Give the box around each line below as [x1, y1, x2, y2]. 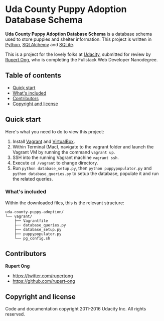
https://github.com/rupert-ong [12, 278, 75, 284]
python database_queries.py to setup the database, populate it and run [12, 170, 159, 177]
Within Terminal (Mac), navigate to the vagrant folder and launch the [12, 143, 154, 149]
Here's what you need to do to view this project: [5, 128, 104, 134]
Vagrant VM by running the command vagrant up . [12, 149, 115, 155]
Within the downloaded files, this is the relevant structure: [5, 200, 124, 206]
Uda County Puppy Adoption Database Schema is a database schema [5, 31, 152, 37]
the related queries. [12, 176, 53, 182]
